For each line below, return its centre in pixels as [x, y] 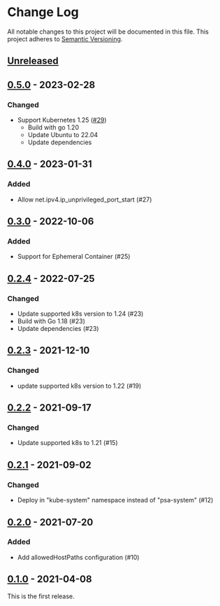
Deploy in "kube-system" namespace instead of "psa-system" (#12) [115, 500]
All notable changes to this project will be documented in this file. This [108, 31]
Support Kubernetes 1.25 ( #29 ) [62, 120]
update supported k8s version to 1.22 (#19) [79, 386]
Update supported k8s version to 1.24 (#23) [80, 314]
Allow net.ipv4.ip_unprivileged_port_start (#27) [85, 199]
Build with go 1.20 [53, 127]
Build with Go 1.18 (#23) [51, 321]
